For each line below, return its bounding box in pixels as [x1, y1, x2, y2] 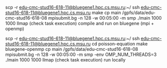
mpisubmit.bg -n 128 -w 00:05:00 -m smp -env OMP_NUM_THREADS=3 [5, 51, 157, 57]
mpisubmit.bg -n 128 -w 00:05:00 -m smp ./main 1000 [48, 15, 162, 21]
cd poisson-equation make [91, 41, 148, 47]
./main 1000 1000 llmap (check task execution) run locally [5, 57, 126, 62]
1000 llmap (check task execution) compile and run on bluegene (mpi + [5, 20, 154, 26]
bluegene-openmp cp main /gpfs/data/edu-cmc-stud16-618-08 [5, 46, 139, 52]
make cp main [91, 10, 121, 16]
